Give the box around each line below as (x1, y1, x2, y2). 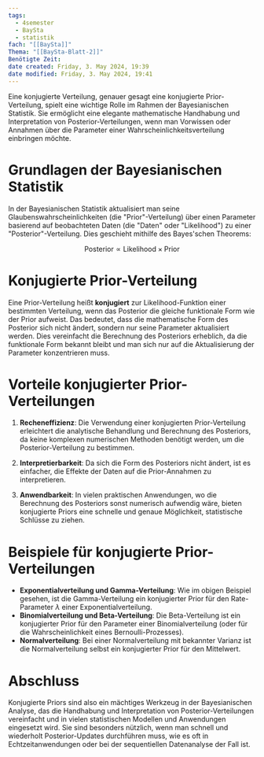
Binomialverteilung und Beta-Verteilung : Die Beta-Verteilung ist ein (19, 611, 241, 620)
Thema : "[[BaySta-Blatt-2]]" (8, 48, 104, 56)
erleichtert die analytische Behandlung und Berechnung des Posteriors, (19, 427, 251, 436)
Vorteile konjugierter (8, 375, 147, 393)
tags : (8, 11, 26, 20)
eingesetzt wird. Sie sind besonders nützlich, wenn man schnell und (8, 723, 229, 733)
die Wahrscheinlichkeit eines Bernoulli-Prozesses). (19, 627, 185, 637)
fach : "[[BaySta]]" (8, 41, 72, 49)
